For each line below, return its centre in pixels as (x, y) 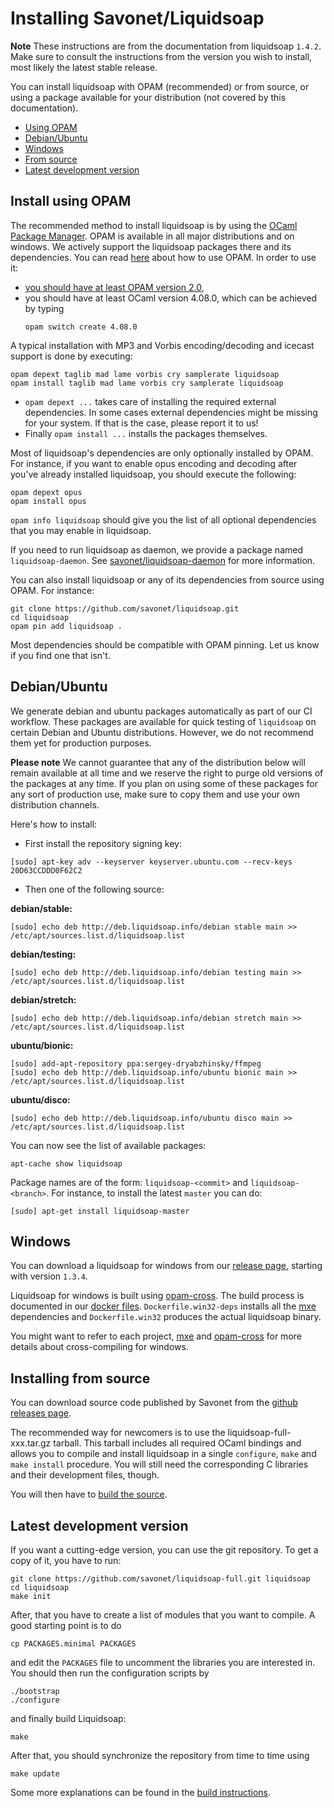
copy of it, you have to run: (66, 1560)
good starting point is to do (66, 1625)
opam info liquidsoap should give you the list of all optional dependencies (163, 519)
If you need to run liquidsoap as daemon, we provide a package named (156, 549)
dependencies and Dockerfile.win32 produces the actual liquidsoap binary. (166, 1317)
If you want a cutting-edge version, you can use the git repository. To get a (164, 1550)
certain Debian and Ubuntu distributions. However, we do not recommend (162, 732)
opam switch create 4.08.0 (81, 327)
